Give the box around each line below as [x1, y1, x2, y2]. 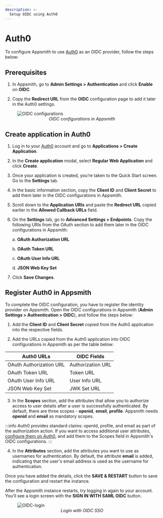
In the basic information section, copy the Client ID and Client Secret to [12, 187, 157, 193]
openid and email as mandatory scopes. [12, 413, 94, 419]
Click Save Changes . [12, 275, 55, 281]
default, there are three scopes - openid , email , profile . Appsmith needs [12, 408, 158, 414]
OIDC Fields [76, 353, 105, 360]
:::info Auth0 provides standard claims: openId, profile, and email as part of [5, 423, 156, 428]
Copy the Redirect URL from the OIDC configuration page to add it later [12, 96, 156, 102]
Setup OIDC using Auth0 [9, 12, 58, 17]
